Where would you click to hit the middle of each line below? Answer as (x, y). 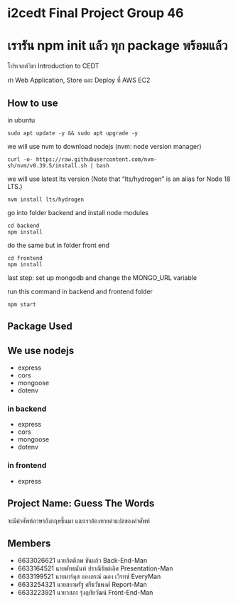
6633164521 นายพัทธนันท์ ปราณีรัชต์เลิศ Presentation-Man (95, 568)
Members (29, 543)
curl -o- (20, 159)
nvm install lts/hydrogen (45, 199)
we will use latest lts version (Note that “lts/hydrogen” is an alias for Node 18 (119, 179)
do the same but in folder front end (59, 245)
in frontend (27, 466)
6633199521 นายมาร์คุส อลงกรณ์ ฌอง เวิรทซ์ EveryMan (89, 577)
